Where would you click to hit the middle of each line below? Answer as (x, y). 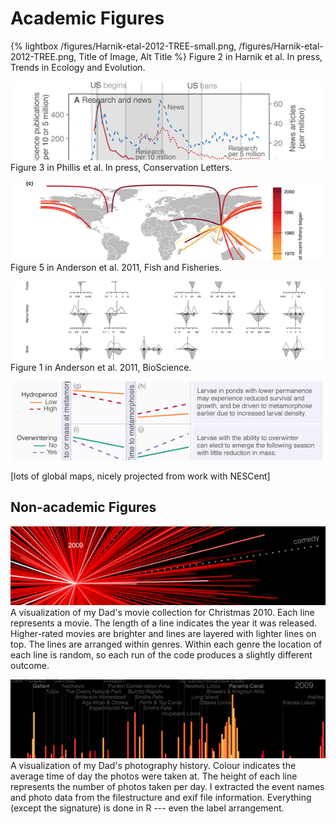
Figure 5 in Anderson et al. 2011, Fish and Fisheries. (116, 267)
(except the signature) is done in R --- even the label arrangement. (147, 808)
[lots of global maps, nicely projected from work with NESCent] (140, 476)
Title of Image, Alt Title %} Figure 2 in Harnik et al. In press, (200, 56)
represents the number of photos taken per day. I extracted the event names (167, 786)
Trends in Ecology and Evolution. (78, 67)
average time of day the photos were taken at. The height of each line (154, 776)
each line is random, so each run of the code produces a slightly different (161, 654)
